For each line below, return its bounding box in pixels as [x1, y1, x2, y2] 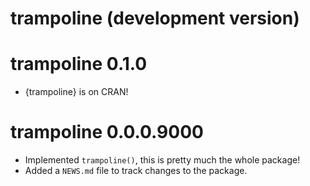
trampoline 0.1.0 [10, 53, 148, 76]
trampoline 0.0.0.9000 [10, 121, 204, 144]
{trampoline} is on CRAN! [24, 86, 129, 98]
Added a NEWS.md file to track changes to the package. [24, 165, 248, 177]
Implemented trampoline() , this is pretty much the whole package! [24, 154, 301, 166]
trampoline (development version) [10, 7, 300, 30]
